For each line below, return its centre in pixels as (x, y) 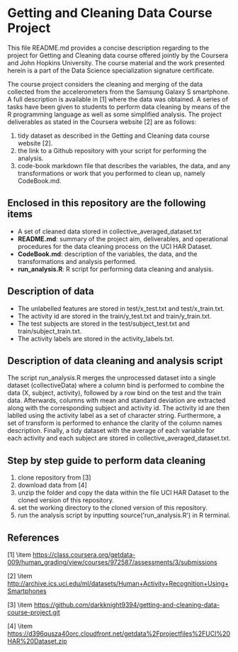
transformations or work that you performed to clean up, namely (111, 173)
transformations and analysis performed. (77, 261)
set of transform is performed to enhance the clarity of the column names (115, 423)
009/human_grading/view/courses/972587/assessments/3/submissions (112, 562)
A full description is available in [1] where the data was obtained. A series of (118, 99)
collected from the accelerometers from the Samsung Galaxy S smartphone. (119, 92)
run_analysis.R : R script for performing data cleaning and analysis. (115, 269)
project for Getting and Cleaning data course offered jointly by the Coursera (118, 55)
